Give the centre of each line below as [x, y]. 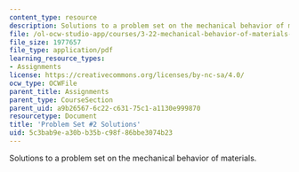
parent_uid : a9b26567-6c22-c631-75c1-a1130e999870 [105, 108]
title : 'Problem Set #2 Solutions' [75, 125]
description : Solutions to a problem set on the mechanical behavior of [147, 26]
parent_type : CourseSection [61, 100]
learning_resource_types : [57, 59]
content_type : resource [53, 17]
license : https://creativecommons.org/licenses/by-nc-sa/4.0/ [127, 75]
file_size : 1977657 [45, 42]
